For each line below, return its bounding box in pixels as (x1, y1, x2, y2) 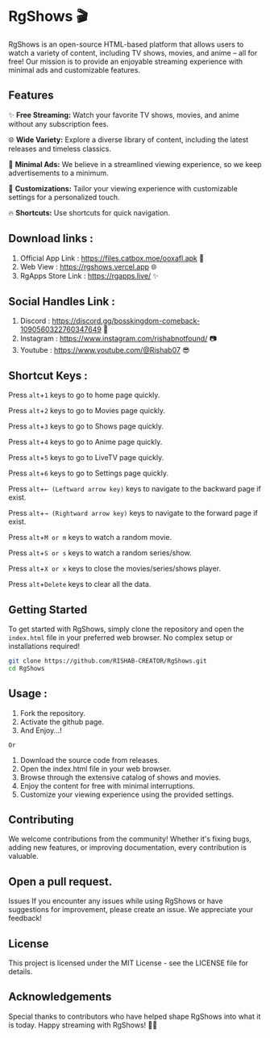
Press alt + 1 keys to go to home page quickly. (8, 390, 160, 400)
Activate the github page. (19, 717, 105, 726)
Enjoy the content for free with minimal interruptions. (19, 781, 196, 790)
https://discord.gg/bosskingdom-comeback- (52, 316, 200, 326)
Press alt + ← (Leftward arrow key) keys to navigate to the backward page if (8, 484, 262, 494)
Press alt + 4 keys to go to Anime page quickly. (8, 437, 163, 447)
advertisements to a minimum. (8, 168, 109, 178)
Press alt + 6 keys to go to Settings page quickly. (8, 468, 169, 478)
